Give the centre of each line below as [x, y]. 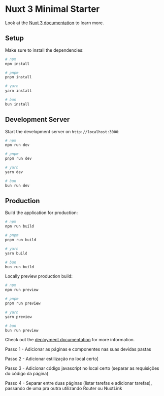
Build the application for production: [41, 213]
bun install [17, 104]
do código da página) [27, 374]
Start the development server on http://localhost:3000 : [62, 131]
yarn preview [18, 317]
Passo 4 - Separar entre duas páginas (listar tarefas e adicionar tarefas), [79, 383]
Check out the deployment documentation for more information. [70, 340]
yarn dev [14, 172]
